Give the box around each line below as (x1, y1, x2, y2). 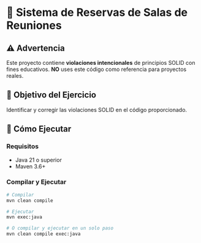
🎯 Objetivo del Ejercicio (6, 90, 97, 100)
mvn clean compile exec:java (6, 231, 81, 237)
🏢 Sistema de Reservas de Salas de (6, 6, 188, 20)
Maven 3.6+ (15, 162, 46, 170)
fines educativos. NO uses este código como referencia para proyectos (6, 65, 187, 73)
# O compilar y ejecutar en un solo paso (6, 225, 114, 231)
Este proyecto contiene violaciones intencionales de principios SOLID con (6, 59, 195, 66)
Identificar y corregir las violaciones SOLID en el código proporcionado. (6, 106, 188, 113)
